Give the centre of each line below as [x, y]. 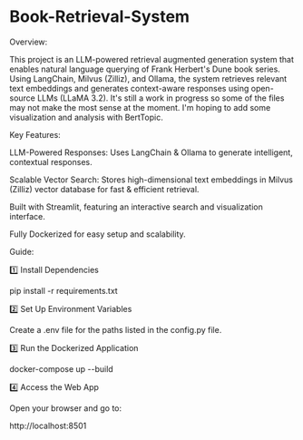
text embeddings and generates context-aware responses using [129, 88]
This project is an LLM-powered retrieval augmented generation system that [152, 59]
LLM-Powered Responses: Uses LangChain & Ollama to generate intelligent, [151, 152]
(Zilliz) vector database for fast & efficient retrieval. [104, 189]
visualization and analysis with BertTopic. [86, 117]
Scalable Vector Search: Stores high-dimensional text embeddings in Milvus [151, 180]
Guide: [22, 251]
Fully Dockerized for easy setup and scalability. [98, 234]
